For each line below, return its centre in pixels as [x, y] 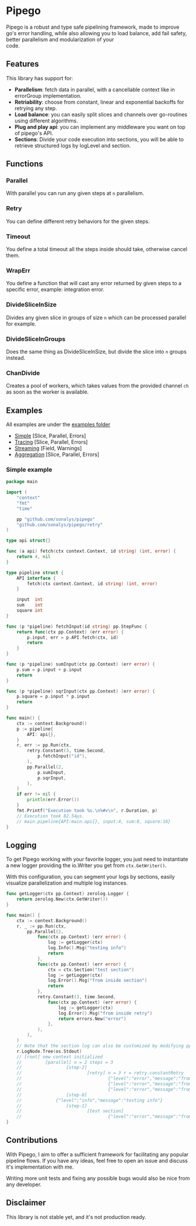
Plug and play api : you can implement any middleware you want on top [100, 126]
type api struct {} [28, 541]
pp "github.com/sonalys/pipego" [56, 519]
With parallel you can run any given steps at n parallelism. [75, 193]
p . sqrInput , [52, 778]
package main [22, 482]
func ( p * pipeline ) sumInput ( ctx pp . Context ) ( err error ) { [81, 665]
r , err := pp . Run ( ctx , [44, 745]
